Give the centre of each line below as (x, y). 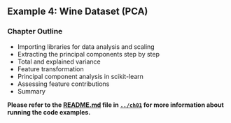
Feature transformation (50, 68)
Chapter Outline (35, 31)
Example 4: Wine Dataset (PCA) (78, 12)
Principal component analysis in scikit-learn (80, 76)
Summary (31, 91)
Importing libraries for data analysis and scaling (86, 46)
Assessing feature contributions (63, 84)
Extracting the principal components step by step (88, 54)
